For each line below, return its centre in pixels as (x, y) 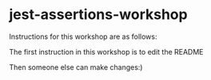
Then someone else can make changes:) (76, 67)
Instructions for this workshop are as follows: (83, 36)
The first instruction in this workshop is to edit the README (106, 51)
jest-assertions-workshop (98, 15)
